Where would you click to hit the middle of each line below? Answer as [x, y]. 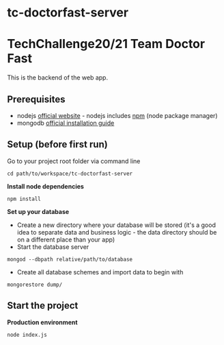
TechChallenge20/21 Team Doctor [106, 44]
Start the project [43, 306]
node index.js [27, 335]
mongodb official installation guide [66, 123]
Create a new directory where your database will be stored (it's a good [116, 225]
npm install [24, 199]
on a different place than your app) [66, 239]
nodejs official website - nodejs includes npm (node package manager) [117, 115]
